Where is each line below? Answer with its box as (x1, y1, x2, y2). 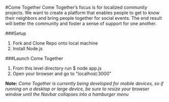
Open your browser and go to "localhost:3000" (12, 71, 112, 77)
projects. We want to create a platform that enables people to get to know (5, 10, 160, 16)
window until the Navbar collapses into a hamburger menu (5, 91, 129, 97)
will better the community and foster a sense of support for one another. (5, 20, 157, 26)
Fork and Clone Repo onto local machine (12, 40, 98, 46)
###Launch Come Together (5, 55, 64, 61)
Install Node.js (12, 46, 43, 51)
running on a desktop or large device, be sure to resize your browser (5, 86, 150, 92)
